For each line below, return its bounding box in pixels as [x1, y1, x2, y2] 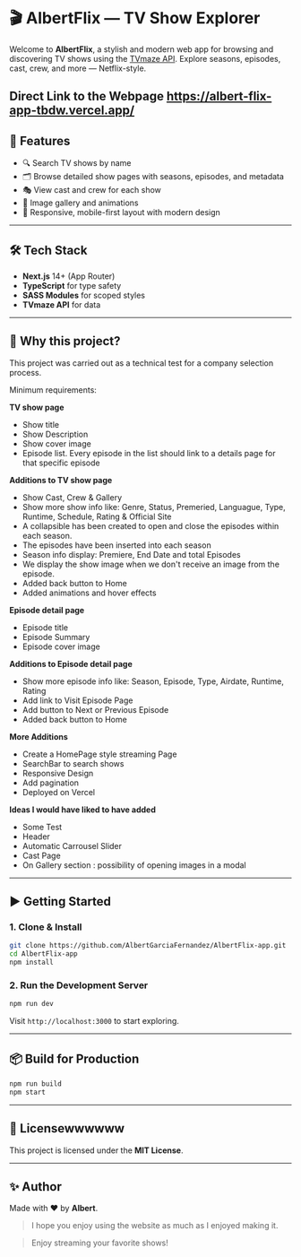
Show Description [21, 429, 89, 439]
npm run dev [9, 1000, 54, 1009]
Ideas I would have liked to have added [9, 804, 157, 815]
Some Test [21, 821, 63, 832]
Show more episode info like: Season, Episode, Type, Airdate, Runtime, [21, 675, 284, 687]
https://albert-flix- [166, 89, 272, 104]
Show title [21, 419, 60, 429]
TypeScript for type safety [21, 280, 122, 290]
